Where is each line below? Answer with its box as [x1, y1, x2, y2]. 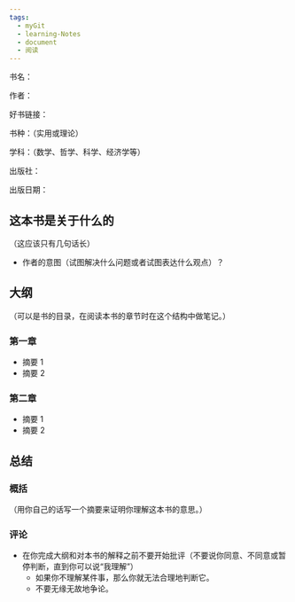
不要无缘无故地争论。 [35, 583, 113, 594]
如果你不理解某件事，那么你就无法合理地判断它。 [35, 573, 214, 583]
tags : [9, 12, 29, 22]
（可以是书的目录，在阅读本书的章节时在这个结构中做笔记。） [9, 310, 230, 321]
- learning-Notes [17, 29, 82, 38]
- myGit [17, 21, 46, 30]
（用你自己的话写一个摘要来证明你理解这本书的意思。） [9, 504, 207, 515]
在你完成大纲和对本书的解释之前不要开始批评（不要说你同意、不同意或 [21, 551, 279, 561]
